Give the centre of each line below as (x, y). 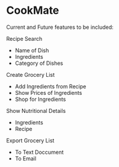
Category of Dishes (39, 63)
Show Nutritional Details (36, 111)
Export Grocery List (30, 140)
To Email (26, 158)
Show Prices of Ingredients (48, 93)
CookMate (33, 11)
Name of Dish (32, 50)
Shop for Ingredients (40, 99)
